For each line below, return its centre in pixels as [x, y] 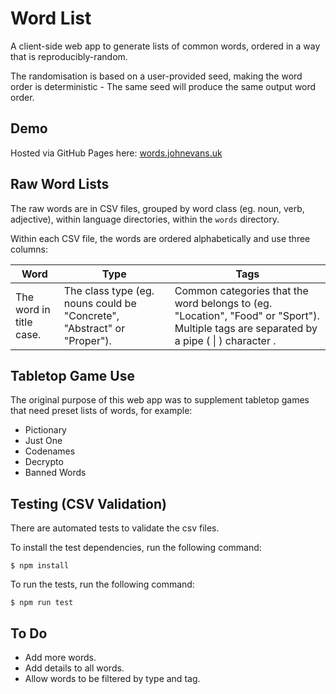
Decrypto [44, 462]
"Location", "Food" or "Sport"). [247, 315]
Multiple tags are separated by [246, 328]
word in [33, 309]
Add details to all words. [74, 668]
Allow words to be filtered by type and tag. [112, 678]
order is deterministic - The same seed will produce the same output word [163, 86]
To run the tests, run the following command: [102, 584]
